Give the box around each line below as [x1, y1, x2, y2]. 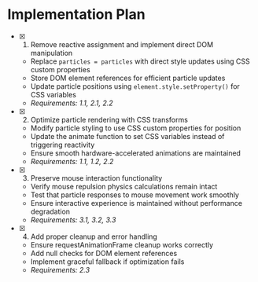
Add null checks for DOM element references [30, 248, 178, 258]
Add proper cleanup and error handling [30, 232, 158, 241]
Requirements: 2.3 [30, 265, 90, 274]
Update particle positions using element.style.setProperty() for [30, 81, 241, 91]
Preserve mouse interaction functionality [30, 173, 163, 182]
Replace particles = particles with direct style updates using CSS [30, 57, 251, 66]
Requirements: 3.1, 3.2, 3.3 [30, 214, 116, 225]
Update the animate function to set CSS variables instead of [30, 131, 225, 141]
